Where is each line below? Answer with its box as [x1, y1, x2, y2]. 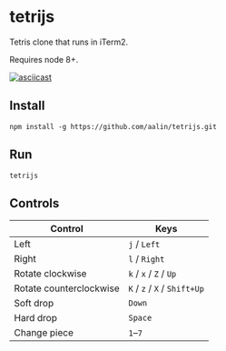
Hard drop [14, 312, 57, 325]
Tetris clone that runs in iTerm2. [9, 36, 129, 47]
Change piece [14, 326, 74, 339]
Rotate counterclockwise [14, 282, 120, 295]
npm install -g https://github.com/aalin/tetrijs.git [9, 122, 218, 131]
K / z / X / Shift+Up [128, 282, 204, 295]
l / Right [128, 253, 165, 266]
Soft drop [14, 297, 54, 310]
